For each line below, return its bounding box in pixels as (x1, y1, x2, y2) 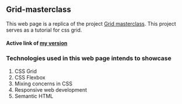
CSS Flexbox (14, 74, 45, 81)
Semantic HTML (14, 92, 54, 99)
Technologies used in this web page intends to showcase (6, 54, 171, 63)
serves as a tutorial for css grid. (6, 26, 82, 33)
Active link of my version (6, 40, 68, 47)
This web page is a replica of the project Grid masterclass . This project (6, 20, 176, 27)
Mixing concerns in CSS (14, 80, 73, 87)
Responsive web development (14, 86, 87, 93)
